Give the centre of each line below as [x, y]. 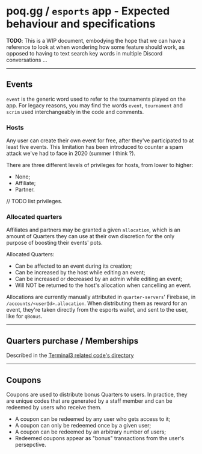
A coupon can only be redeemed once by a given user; [83, 425]
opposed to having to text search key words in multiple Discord [84, 53]
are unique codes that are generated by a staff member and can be [89, 401]
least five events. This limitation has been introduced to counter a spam [95, 147]
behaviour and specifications [81, 24]
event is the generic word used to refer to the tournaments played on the [96, 99]
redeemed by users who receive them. [54, 407]
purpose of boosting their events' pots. [55, 243]
